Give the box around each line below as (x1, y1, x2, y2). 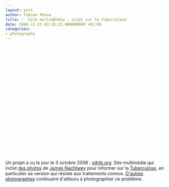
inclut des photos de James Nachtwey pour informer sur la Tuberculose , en (5, 165, 164, 171)
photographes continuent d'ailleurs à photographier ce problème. (5, 176, 143, 182)
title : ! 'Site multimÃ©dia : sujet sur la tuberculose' (5, 17, 129, 22)
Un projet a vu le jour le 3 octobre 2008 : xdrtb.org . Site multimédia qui (5, 159, 154, 166)
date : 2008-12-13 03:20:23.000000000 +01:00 (5, 21, 102, 27)
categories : (5, 27, 31, 32)
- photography (5, 31, 36, 36)
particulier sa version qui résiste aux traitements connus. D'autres (5, 171, 144, 176)
